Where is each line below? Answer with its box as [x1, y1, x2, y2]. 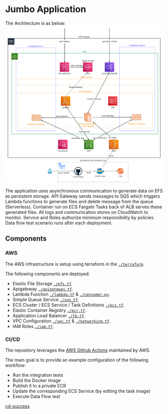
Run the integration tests [12, 372, 64, 378]
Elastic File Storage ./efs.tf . [12, 280, 73, 286]
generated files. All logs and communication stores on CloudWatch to [5, 209, 148, 215]
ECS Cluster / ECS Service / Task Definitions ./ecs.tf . [12, 302, 125, 308]
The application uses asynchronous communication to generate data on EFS [5, 188, 163, 194]
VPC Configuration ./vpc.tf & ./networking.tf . [12, 318, 111, 324]
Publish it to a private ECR [12, 382, 66, 388]
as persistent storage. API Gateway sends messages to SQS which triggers [5, 193, 160, 199]
